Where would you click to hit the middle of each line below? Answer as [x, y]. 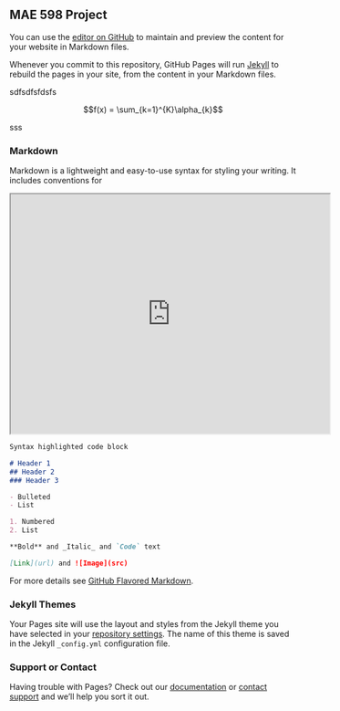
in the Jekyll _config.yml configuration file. [90, 643]
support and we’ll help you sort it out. [79, 696]
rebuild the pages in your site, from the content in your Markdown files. [143, 74]
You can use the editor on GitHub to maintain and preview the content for [147, 37]
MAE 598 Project [58, 15]
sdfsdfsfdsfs [33, 91]
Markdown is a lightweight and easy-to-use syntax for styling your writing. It [153, 171]
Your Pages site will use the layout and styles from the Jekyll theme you [144, 624]
